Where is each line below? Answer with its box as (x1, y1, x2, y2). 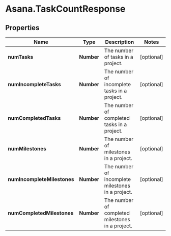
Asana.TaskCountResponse (5, 3, 126, 15)
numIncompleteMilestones (8, 176, 75, 182)
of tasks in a (104, 54, 133, 60)
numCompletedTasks (8, 115, 61, 121)
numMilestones (8, 145, 47, 152)
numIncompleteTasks (8, 81, 61, 88)
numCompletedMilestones (8, 209, 74, 217)
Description (105, 39, 134, 45)
